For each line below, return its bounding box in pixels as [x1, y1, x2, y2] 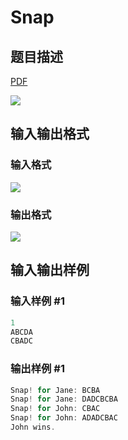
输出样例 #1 [10, 362, 65, 376]
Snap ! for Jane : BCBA [10, 385, 101, 395]
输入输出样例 [10, 262, 90, 279]
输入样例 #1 [10, 294, 65, 308]
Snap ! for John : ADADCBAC [10, 413, 118, 423]
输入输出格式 [10, 126, 90, 143]
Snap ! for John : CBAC [10, 404, 101, 414]
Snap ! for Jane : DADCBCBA [10, 394, 118, 405]
